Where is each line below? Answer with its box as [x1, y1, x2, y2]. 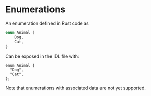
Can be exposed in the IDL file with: [5, 53, 79, 59]
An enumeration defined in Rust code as [5, 20, 89, 26]
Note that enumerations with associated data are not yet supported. [5, 85, 146, 91]
